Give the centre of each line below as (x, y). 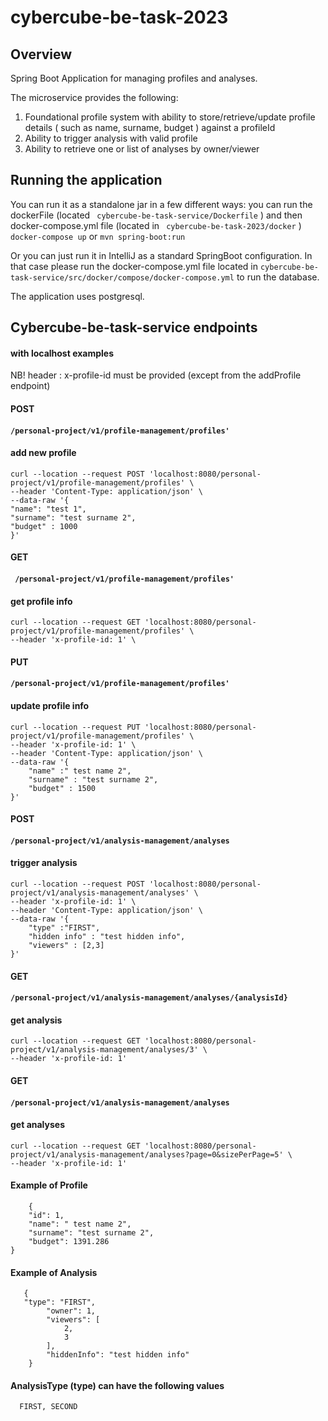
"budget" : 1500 (62, 788)
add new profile (43, 453)
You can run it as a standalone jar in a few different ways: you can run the (161, 204)
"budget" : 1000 (44, 526)
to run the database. (278, 277)
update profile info (50, 705)
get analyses (37, 1125)
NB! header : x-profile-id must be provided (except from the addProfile (156, 375)
